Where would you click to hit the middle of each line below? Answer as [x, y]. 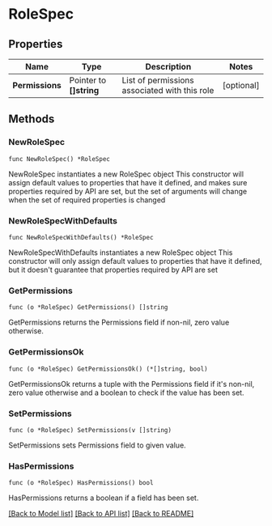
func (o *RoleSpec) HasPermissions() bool [81, 483]
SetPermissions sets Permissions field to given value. [97, 445]
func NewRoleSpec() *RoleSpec [59, 159]
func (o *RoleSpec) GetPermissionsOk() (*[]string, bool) [108, 369]
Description [168, 67]
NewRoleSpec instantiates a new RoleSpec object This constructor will [126, 174]
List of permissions [158, 80]
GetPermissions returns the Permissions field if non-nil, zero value [119, 322]
